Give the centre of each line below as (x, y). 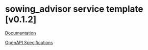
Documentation (21, 33)
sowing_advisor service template (74, 9)
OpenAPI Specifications (29, 42)
